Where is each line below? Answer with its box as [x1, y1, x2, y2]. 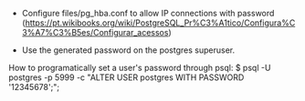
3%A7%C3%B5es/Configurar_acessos [21, 27, 169, 37]
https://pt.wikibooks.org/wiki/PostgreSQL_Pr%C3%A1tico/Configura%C [25, 17, 296, 28]
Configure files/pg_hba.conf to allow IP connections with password [21, 8, 275, 18]
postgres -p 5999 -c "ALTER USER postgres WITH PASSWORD [8, 72, 245, 83]
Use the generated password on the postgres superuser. [21, 45, 235, 56]
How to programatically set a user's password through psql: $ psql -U [8, 63, 271, 73]
